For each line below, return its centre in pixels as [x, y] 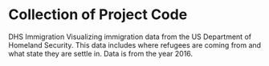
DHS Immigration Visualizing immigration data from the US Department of [130, 37]
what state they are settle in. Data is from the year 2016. [101, 53]
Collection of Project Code [98, 15]
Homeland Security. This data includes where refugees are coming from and [135, 45]
